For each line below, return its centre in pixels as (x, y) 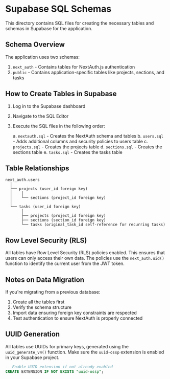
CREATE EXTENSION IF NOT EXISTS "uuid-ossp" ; (54, 371)
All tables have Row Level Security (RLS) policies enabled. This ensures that (85, 253)
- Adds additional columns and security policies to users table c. (80, 141)
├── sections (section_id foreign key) (64, 220)
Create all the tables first (39, 302)
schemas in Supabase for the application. (49, 28)
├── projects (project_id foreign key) (64, 216)
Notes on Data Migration (45, 280)
